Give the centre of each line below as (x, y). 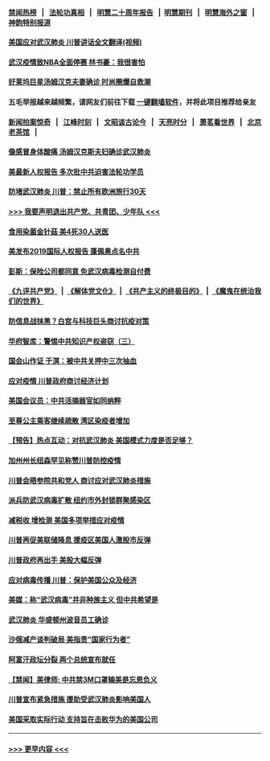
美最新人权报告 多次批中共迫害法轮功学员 (76, 171)
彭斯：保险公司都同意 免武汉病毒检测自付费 (80, 271)
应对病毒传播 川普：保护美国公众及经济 (73, 580)
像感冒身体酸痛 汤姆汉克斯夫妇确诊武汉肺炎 (80, 152)
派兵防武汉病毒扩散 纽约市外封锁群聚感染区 (80, 500)
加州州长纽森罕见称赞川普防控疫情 (65, 461)
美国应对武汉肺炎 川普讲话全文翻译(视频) (75, 42)
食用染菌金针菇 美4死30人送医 (59, 231)
